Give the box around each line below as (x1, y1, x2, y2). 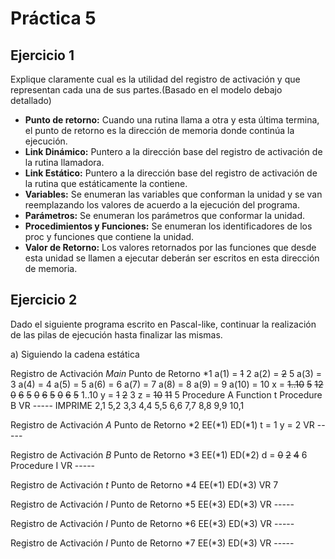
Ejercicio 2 (10, 292, 78, 309)
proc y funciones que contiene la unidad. (24, 231, 195, 242)
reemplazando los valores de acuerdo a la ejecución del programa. (24, 199, 300, 211)
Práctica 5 (10, 7, 97, 30)
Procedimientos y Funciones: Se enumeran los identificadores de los (24, 220, 313, 232)
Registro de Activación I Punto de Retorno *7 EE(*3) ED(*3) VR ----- (10, 537, 295, 549)
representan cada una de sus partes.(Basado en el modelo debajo (10, 84, 283, 96)
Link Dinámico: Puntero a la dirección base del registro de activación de (24, 146, 323, 157)
